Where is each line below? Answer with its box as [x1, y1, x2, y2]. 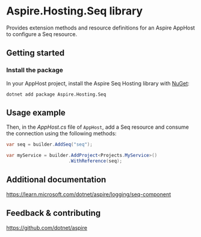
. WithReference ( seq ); [68, 158, 122, 164]
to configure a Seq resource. [6, 30, 77, 37]
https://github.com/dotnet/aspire [6, 224, 87, 231]
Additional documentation [6, 174, 107, 185]
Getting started [6, 48, 65, 58]
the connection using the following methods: [6, 130, 117, 137]
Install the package [6, 66, 63, 75]
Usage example [6, 108, 66, 118]
